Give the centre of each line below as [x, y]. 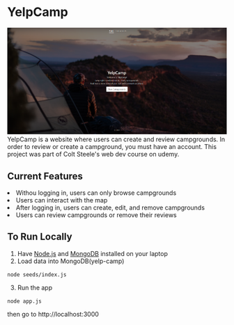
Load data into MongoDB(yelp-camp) [71, 261]
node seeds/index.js [37, 275]
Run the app [35, 287]
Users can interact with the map [62, 200]
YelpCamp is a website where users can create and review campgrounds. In [116, 139]
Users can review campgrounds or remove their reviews [97, 215]
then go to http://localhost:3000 [53, 314]
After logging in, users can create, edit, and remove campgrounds [111, 208]
